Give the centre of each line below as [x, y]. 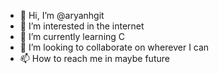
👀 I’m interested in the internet [82, 26]
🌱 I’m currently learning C [72, 36]
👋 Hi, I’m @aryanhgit [62, 15]
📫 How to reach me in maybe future [94, 58]
